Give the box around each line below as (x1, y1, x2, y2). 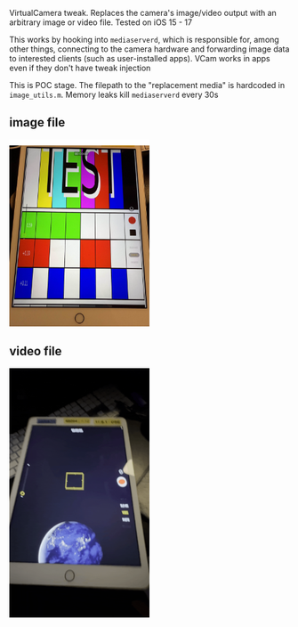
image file (9, 115, 66, 130)
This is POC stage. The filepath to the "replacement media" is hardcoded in (9, 80, 286, 90)
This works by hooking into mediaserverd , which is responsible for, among (9, 35, 280, 45)
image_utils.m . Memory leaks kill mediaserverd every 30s (9, 89, 219, 100)
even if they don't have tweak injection (9, 62, 151, 73)
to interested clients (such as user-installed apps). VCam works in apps (9, 53, 270, 63)
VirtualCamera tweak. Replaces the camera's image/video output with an (9, 8, 278, 18)
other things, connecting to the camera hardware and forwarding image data (9, 44, 290, 54)
